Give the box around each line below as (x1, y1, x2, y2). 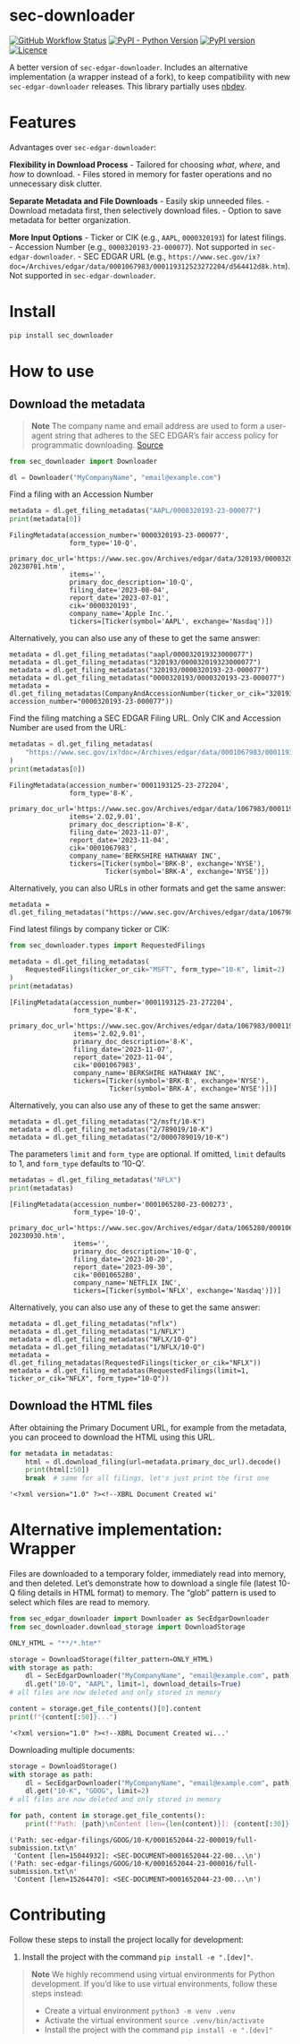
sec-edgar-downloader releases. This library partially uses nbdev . (9, 81, 247, 91)
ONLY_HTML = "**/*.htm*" (9, 1638, 102, 1647)
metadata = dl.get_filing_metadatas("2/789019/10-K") (9, 1125, 214, 1134)
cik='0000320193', (69, 602, 138, 611)
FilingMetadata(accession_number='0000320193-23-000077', (9, 531, 229, 540)
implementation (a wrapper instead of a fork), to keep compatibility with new (9, 71, 291, 81)
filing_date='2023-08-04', (69, 586, 170, 595)
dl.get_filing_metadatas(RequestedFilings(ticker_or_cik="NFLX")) (9, 1358, 262, 1367)
